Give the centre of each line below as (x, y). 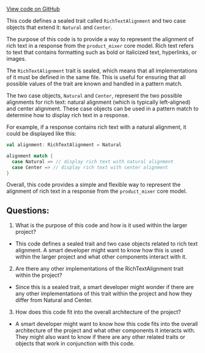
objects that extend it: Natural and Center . (59, 27)
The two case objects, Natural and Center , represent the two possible (94, 95)
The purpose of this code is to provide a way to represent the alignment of (100, 39)
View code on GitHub (33, 9)
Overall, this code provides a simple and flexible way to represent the (94, 185)
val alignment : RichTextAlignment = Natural (64, 145)
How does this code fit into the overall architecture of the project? (98, 312)
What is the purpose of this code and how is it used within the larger (101, 225)
